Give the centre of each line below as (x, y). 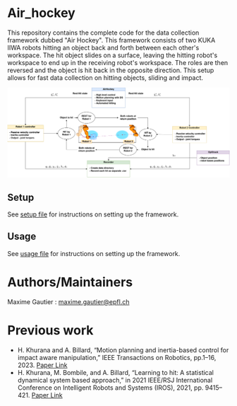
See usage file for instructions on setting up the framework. (94, 253)
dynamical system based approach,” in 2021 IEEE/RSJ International (115, 380)
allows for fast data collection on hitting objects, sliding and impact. (105, 77)
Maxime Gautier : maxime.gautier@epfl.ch (68, 301)
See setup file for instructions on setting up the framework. (93, 214)
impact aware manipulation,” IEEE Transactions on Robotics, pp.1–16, (117, 357)
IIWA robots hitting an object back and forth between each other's (103, 47)
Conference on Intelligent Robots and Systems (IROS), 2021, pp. (110, 388)
